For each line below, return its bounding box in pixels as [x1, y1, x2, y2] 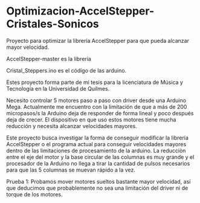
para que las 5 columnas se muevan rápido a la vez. [6, 166, 136, 173]
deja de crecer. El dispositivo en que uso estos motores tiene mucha [6, 116, 176, 123]
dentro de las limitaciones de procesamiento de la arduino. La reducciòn [6, 147, 186, 154]
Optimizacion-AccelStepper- [6, 4, 155, 18]
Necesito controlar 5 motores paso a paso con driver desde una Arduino [6, 97, 186, 104]
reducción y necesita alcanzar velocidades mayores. [6, 122, 137, 129]
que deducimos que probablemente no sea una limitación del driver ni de [6, 184, 189, 192]
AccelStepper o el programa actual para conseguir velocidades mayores [6, 140, 187, 147]
